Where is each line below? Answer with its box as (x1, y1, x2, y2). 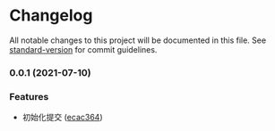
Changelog (9, 5, 93, 26)
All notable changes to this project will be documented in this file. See (9, 35, 267, 45)
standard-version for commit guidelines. (9, 44, 158, 54)
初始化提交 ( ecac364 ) (21, 112, 103, 123)
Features (9, 90, 49, 102)
